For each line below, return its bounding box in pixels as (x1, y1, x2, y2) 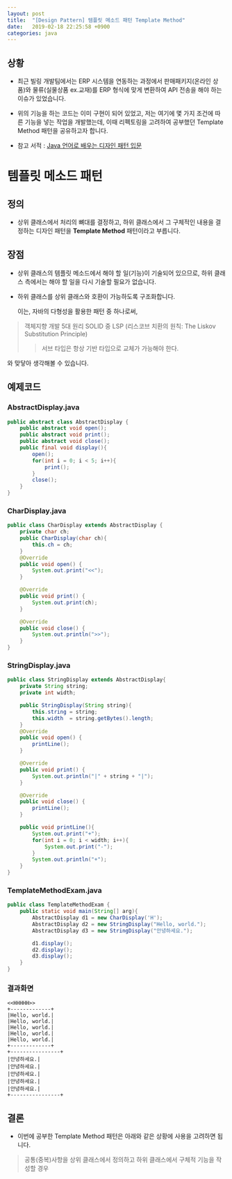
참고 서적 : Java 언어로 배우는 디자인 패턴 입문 (17, 141, 142, 150)
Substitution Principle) (24, 329, 88, 338)
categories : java (7, 29, 58, 37)
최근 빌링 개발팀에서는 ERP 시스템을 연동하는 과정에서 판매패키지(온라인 (17, 77, 212, 86)
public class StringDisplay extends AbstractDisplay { (7, 676, 167, 683)
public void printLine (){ (19, 824, 95, 831)
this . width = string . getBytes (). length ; (32, 715, 154, 721)
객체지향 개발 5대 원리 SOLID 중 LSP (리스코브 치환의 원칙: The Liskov (24, 322, 217, 330)
